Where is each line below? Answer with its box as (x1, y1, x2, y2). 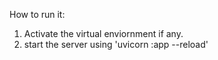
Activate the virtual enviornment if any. (23, 28, 184, 39)
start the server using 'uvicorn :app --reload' (23, 39, 209, 50)
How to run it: (9, 9, 66, 20)
